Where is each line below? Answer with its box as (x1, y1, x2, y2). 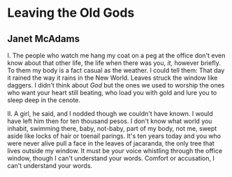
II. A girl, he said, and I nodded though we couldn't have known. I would (7, 110, 213, 118)
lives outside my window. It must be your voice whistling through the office (7, 147, 222, 155)
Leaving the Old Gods (7, 5, 135, 21)
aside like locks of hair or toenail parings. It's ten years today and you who (7, 132, 222, 140)
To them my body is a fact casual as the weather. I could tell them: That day (7, 66, 225, 74)
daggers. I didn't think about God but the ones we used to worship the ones (7, 81, 225, 89)
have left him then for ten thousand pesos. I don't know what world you (7, 117, 212, 125)
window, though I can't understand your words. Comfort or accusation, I (7, 154, 215, 162)
